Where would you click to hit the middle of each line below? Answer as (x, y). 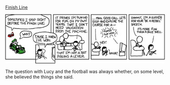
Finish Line (16, 7)
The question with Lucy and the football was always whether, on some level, (85, 72)
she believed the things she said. (39, 77)
